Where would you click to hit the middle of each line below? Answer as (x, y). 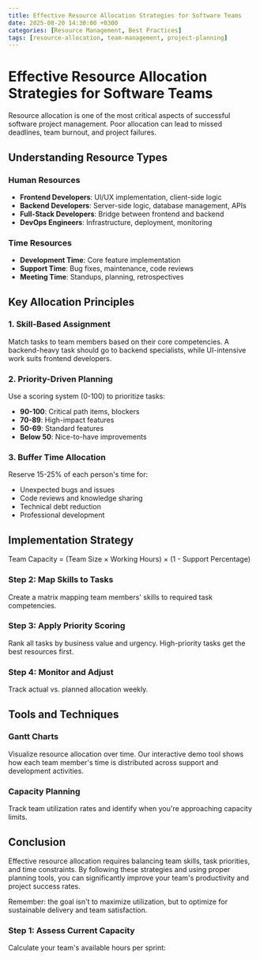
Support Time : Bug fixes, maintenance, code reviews (106, 269)
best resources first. (41, 651)
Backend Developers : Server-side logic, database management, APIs (133, 205)
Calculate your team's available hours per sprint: (87, 948)
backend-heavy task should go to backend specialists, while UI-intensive (127, 350)
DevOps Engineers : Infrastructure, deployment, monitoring (116, 222)
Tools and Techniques (64, 714)
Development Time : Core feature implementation (100, 260)
